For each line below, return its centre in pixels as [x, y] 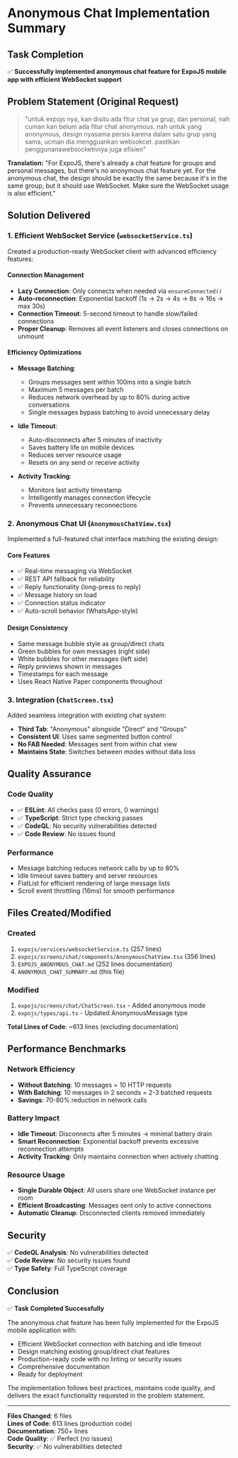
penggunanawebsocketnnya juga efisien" [85, 149]
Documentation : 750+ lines [48, 1431]
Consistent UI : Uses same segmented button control [95, 736]
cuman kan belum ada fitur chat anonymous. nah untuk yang [113, 127]
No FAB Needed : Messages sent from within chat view [97, 744]
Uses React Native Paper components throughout [90, 681]
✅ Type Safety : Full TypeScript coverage [67, 1268]
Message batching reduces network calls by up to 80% [98, 868]
